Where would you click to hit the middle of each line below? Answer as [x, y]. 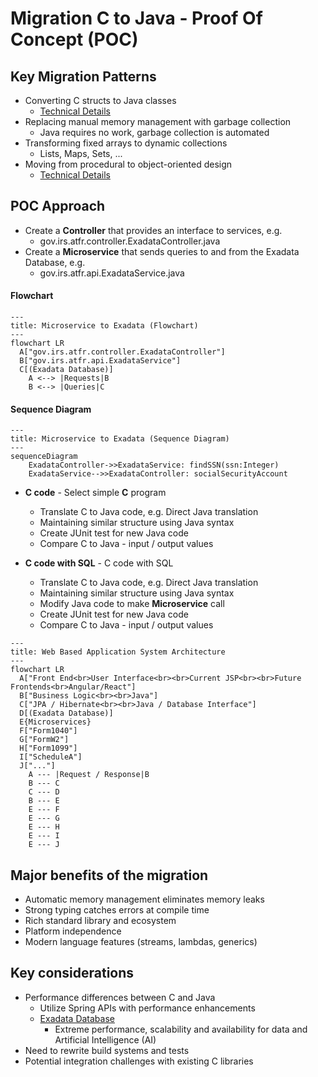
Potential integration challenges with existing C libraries [139, 1061]
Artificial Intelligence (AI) [105, 1039]
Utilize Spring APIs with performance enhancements [147, 1008]
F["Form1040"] [48, 731]
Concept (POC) [74, 39]
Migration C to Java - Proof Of [136, 18]
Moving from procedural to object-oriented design [128, 164]
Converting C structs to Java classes [100, 100]
